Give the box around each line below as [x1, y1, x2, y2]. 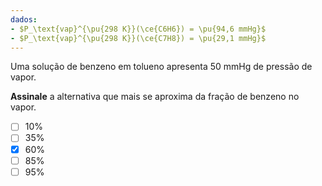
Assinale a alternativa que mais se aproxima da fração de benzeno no [10, 91, 300, 103]
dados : [10, 14, 38, 25]
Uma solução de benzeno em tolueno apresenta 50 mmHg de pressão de [10, 61, 313, 73]
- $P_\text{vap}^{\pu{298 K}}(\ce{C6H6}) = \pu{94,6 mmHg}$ [10, 24, 267, 34]
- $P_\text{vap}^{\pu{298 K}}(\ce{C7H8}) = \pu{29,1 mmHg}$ [10, 33, 267, 43]
